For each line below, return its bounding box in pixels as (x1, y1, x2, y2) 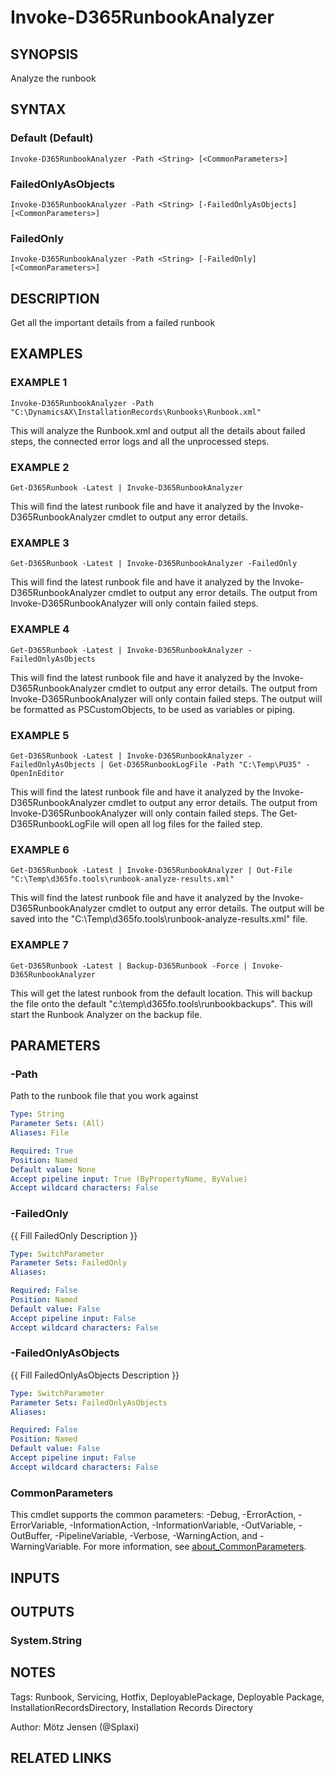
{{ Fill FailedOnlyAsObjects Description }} (10, 1369, 180, 1381)
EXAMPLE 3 (10, 536, 70, 550)
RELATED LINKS (10, 1750, 112, 1767)
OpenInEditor (10, 768, 65, 778)
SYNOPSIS (10, 46, 79, 63)
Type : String (10, 1109, 65, 1120)
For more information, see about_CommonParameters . (83, 1541, 307, 1553)
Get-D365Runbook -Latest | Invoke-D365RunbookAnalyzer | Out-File (10, 866, 293, 876)
